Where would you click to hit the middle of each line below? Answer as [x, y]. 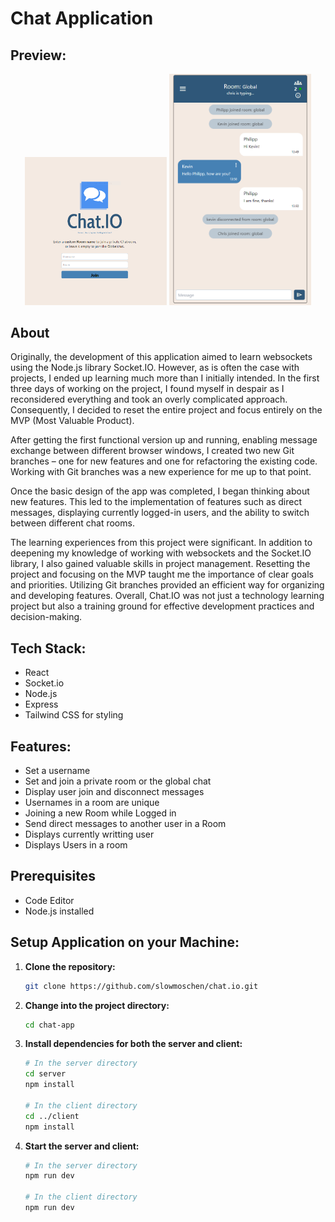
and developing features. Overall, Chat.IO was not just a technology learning [167, 596]
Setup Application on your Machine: [125, 942]
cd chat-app [49, 1025]
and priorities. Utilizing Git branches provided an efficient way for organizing [167, 585]
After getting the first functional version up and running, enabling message [164, 440]
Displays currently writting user [89, 834]
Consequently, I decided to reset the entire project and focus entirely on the [166, 410]
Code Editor [49, 900]
